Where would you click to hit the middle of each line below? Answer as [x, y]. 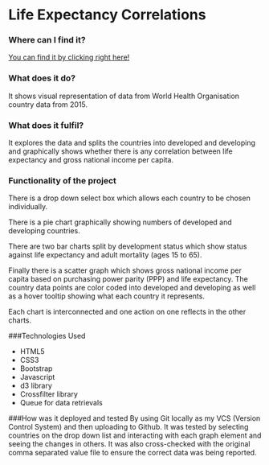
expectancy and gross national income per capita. [91, 160]
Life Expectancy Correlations [107, 15]
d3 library [36, 386]
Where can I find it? [47, 40]
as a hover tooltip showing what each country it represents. [106, 296]
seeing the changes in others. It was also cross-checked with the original [129, 444]
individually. [28, 207]
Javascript [37, 377]
